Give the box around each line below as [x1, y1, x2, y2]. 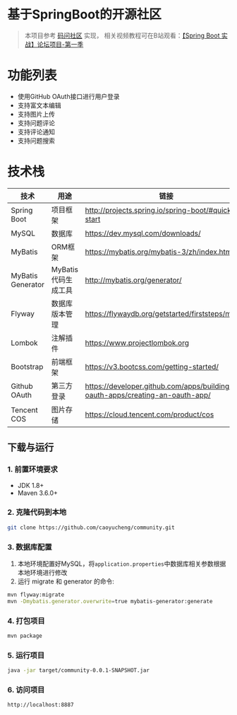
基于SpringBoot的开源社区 [7, 6, 162, 23]
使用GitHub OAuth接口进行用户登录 [17, 92, 120, 100]
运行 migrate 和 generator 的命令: [17, 577, 114, 586]
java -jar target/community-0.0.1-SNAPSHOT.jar [7, 667, 150, 674]
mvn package [7, 632, 42, 640]
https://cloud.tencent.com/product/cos [85, 409, 214, 419]
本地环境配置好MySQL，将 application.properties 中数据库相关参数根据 [17, 559, 226, 568]
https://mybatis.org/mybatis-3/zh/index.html [85, 247, 234, 257]
